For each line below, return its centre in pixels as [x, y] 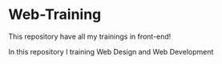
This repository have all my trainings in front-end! [90, 36]
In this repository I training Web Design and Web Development [111, 51]
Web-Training [55, 15]
